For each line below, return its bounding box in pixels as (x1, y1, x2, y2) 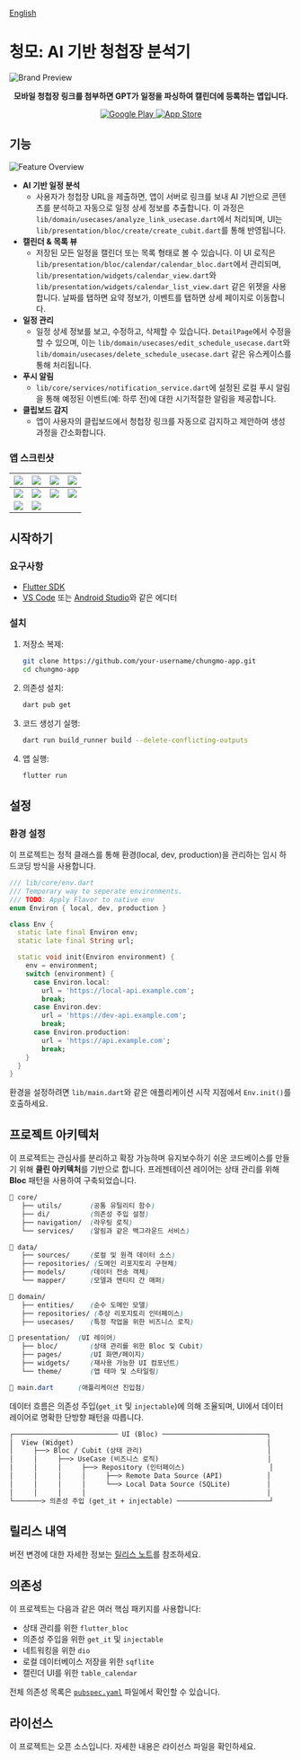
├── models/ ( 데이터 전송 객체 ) (21, 1268, 150, 1277)
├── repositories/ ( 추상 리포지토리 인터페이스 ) (21, 1309, 184, 1318)
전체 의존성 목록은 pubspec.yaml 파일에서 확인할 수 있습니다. (9, 1686, 221, 1697)
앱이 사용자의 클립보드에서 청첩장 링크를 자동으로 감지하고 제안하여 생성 (35, 415, 286, 426)
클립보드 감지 (22, 404, 69, 415)
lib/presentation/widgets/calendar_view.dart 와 (35, 270, 217, 280)
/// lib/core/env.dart (9, 879, 94, 888)
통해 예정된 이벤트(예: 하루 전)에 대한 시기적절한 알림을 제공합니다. (45, 393, 277, 403)
